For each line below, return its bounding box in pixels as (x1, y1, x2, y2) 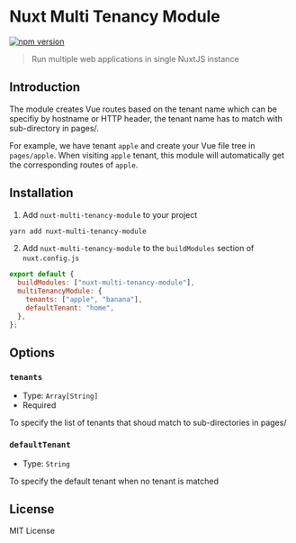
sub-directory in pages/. (9, 122, 99, 133)
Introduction (9, 79, 81, 95)
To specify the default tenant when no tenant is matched (9, 475, 219, 486)
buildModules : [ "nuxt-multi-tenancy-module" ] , (17, 278, 195, 287)
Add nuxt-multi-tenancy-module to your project (22, 209, 198, 220)
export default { (9, 270, 75, 279)
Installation (9, 186, 74, 201)
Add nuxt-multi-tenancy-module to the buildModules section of (22, 243, 255, 254)
